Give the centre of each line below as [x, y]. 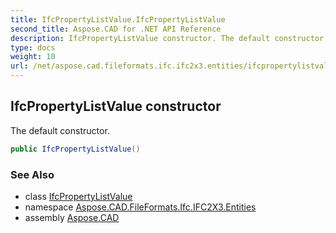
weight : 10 [33, 57]
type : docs [33, 47]
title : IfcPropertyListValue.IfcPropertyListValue [118, 19]
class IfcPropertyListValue [78, 196]
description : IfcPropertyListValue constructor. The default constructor [167, 38]
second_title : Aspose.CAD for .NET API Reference [116, 29]
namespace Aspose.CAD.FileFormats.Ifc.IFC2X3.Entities [140, 207]
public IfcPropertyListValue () [75, 149]
